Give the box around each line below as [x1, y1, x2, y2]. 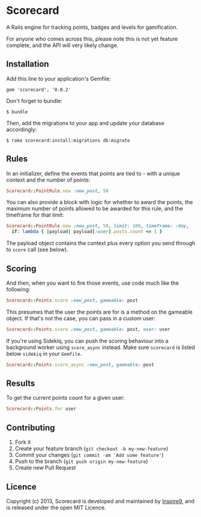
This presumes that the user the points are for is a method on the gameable [6, 308, 193, 315]
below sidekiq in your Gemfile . [6, 350, 82, 357]
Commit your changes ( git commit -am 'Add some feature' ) [14, 451, 164, 459]
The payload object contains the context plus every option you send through [6, 240, 196, 247]
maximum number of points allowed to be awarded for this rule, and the [6, 205, 183, 212]
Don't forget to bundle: [6, 97, 63, 104]
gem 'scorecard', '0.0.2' [6, 87, 71, 93]
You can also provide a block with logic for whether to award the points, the [6, 199, 193, 206]
